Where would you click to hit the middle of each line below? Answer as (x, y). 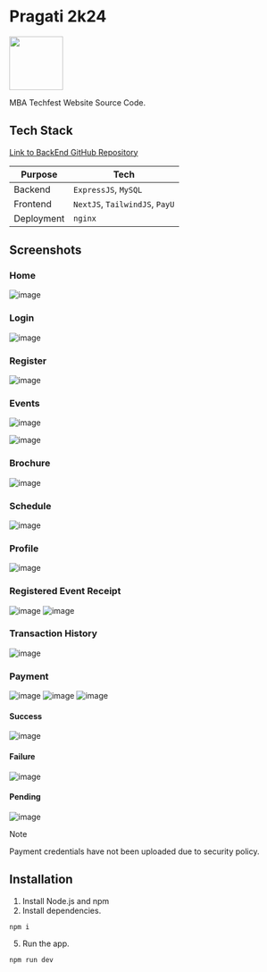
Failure (22, 756)
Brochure (30, 464)
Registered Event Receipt (65, 591)
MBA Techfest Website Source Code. (77, 102)
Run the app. (46, 943)
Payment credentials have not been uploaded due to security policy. (134, 851)
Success (26, 716)
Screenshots (46, 251)
